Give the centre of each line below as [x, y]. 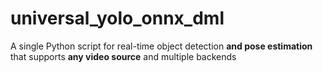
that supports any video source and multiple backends [123, 56]
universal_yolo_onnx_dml [117, 18]
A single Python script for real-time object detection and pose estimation [161, 46]
